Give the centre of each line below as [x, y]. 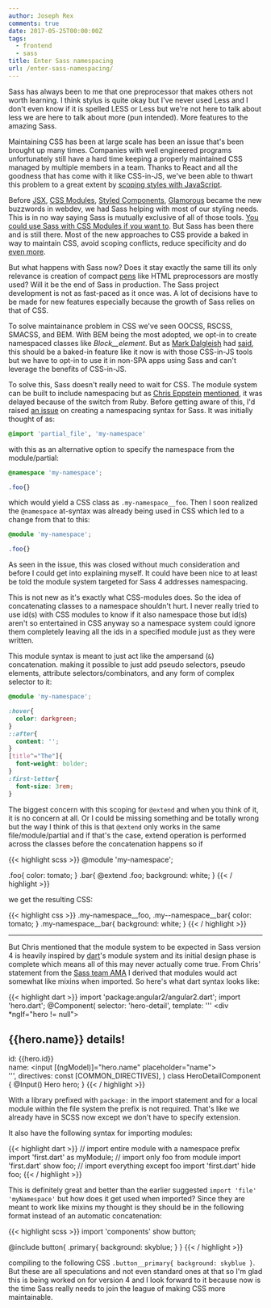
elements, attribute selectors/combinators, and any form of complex [122, 673]
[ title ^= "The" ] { [35, 757]
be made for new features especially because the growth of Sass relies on [132, 302]
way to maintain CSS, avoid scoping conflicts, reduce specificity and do [128, 243]
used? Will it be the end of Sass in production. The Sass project [114, 285]
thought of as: [31, 419]
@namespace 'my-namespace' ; [56, 473]
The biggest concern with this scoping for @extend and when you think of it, [133, 809]
